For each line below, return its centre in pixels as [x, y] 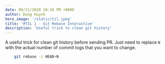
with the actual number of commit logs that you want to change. [71, 48]
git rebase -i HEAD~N [36, 57]
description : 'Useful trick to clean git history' [59, 28]
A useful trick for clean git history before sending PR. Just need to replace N [83, 42]
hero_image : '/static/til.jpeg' [39, 19]
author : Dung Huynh [25, 14]
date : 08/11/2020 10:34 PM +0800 [40, 10]
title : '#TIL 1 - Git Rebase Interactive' [50, 24]
